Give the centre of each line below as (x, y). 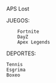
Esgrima (16, 70)
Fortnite (28, 32)
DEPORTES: (21, 53)
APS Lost (18, 9)
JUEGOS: (18, 20)
